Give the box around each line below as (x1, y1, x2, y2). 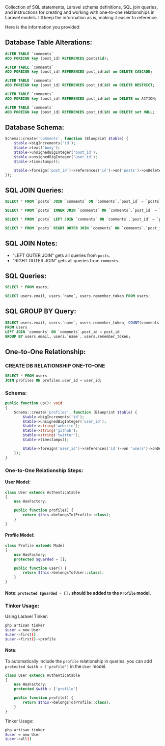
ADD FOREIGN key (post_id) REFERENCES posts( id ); (5, 56, 109, 61)
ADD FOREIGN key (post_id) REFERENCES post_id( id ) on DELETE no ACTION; (5, 96, 157, 101)
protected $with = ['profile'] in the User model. (5, 663, 107, 669)
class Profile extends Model (5, 543, 65, 548)
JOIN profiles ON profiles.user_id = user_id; (5, 378, 102, 383)
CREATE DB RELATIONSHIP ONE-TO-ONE (5, 362, 106, 369)
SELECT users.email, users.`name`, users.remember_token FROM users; (5, 294, 151, 299)
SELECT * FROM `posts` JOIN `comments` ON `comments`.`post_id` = (5, 199, 144, 204)
